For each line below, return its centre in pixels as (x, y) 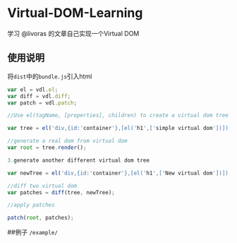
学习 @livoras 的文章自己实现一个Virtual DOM (73, 33)
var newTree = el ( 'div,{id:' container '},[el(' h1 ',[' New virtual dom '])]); (120, 173)
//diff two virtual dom (42, 186)
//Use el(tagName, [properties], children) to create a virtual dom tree (118, 115)
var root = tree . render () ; (47, 148)
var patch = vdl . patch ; (42, 103)
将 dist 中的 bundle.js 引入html (50, 76)
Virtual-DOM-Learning (75, 13)
